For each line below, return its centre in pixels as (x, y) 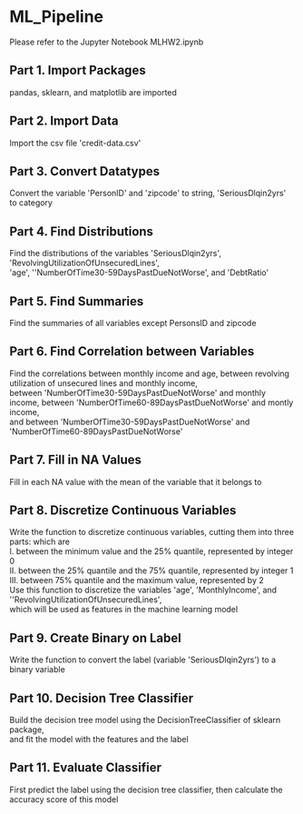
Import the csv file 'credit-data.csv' (75, 143)
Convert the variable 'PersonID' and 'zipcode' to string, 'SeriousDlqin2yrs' (148, 194)
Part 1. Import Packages (78, 70)
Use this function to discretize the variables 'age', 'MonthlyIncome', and (143, 590)
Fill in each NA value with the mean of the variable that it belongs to (136, 481)
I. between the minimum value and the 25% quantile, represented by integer (151, 551)
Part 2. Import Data (64, 121)
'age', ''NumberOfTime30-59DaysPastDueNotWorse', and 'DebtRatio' (139, 273)
